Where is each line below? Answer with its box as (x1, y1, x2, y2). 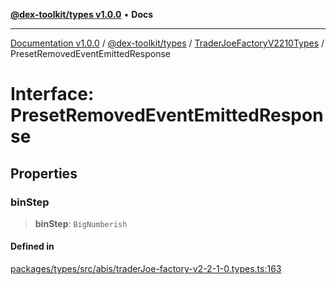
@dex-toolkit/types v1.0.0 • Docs (10, 9, 154, 20)
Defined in (10, 240, 55, 253)
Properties (10, 165, 78, 182)
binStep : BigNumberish (34, 217, 128, 229)
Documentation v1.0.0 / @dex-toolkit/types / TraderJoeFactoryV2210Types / (10, 37, 325, 49)
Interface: (10, 83, 95, 106)
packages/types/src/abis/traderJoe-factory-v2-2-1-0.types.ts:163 (10, 263, 282, 275)
